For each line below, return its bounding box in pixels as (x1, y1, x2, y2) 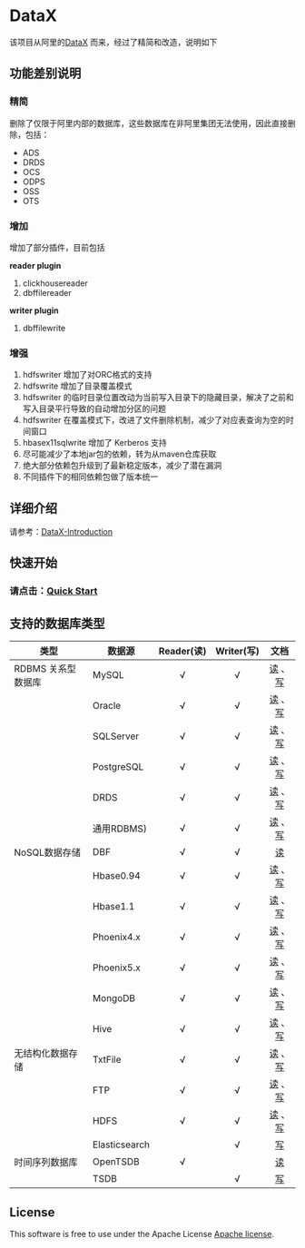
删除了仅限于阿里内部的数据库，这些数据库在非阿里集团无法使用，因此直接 (9, 117, 288, 128)
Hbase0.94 (92, 870, 141, 882)
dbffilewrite (22, 322, 66, 333)
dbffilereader (22, 287, 72, 298)
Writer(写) (215, 645, 261, 658)
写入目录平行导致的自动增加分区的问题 (22, 403, 166, 414)
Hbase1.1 (92, 900, 135, 913)
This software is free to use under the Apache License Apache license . (9, 1228, 275, 1239)
